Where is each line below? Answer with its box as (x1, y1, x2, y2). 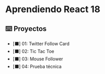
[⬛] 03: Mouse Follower (12, 56, 63, 62)
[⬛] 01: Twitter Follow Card (12, 41, 69, 47)
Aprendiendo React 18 (5, 4, 100, 15)
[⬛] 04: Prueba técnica (12, 63, 62, 69)
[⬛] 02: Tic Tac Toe (12, 48, 54, 54)
